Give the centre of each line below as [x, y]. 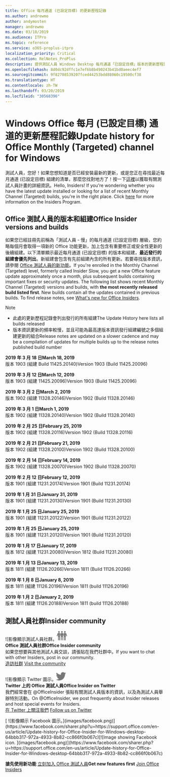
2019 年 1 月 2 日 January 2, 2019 [40, 597]
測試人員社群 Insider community [56, 621]
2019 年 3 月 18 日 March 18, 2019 [40, 358]
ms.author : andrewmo [27, 16]
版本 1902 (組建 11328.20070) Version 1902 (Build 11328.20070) [71, 467]
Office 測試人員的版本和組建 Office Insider [71, 219]
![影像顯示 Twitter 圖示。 [31, 679]
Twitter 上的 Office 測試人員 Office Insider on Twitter [60, 686]
